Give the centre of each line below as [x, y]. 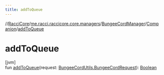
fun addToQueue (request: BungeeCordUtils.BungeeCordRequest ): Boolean [81, 67]
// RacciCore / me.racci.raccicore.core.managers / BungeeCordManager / [76, 24]
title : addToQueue [24, 10]
